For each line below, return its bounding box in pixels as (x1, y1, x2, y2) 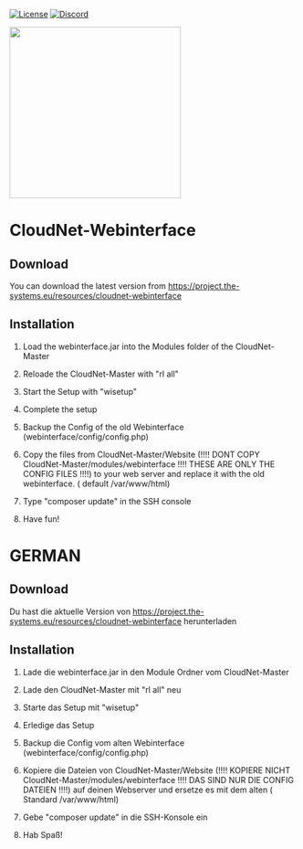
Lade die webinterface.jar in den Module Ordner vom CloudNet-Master (22, 666, 289, 677)
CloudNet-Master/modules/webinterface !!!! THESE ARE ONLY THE (22, 458, 276, 470)
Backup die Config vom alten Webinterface (22, 737, 185, 748)
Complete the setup (22, 403, 98, 415)
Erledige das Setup (22, 719, 95, 730)
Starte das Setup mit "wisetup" (22, 702, 140, 713)
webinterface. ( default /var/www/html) (22, 478, 171, 489)
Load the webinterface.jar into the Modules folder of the (22, 341, 234, 352)
